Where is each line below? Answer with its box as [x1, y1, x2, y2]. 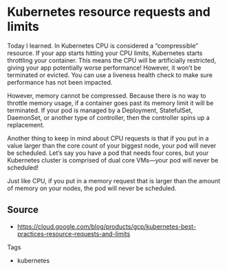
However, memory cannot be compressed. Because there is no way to [7, 91, 206, 100]
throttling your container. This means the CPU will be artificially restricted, [7, 56, 217, 64]
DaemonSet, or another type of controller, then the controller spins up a [7, 113, 210, 121]
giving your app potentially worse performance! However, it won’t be [7, 63, 202, 72]
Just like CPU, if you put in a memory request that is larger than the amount [7, 176, 221, 185]
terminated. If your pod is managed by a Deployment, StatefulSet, [7, 106, 193, 114]
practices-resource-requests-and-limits [17, 229, 131, 238]
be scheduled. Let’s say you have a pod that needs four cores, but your [7, 149, 209, 157]
